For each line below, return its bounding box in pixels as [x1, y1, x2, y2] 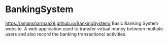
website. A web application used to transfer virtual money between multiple [5, 25, 163, 31]
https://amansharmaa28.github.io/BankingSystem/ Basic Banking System [5, 20, 158, 26]
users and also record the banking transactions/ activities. [5, 31, 127, 37]
